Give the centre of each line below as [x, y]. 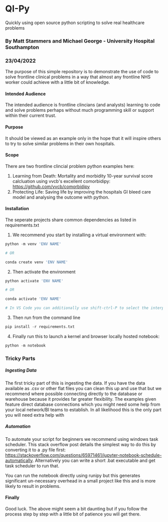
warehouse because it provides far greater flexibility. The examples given [81, 399]
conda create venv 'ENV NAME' [37, 262]
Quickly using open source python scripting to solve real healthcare [75, 23]
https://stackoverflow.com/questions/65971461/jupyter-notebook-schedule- [83, 455]
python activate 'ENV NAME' [34, 281]
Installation [17, 209]
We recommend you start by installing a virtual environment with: [79, 235]
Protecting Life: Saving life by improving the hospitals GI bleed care [81, 192]
